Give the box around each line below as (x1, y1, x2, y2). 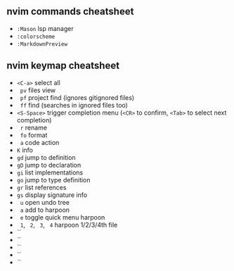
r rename (20, 123, 47, 132)
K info (16, 146, 33, 154)
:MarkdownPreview (16, 40, 68, 48)
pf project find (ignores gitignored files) (20, 93, 135, 101)
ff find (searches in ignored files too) (20, 101, 128, 109)
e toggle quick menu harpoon (20, 213, 105, 221)
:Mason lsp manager (16, 24, 74, 32)
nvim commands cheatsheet (6, 6, 134, 18)
